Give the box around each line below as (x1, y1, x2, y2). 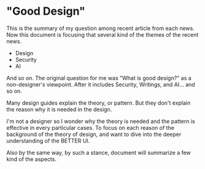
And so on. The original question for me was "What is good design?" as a (6, 74, 191, 81)
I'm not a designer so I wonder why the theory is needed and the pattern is (6, 118, 195, 125)
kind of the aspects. (6, 155, 57, 163)
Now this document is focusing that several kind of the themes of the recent (6, 31, 199, 38)
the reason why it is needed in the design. (6, 105, 112, 113)
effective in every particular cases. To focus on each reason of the (6, 124, 175, 131)
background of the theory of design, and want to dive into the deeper (6, 130, 182, 138)
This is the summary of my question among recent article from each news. (6, 24, 195, 32)
